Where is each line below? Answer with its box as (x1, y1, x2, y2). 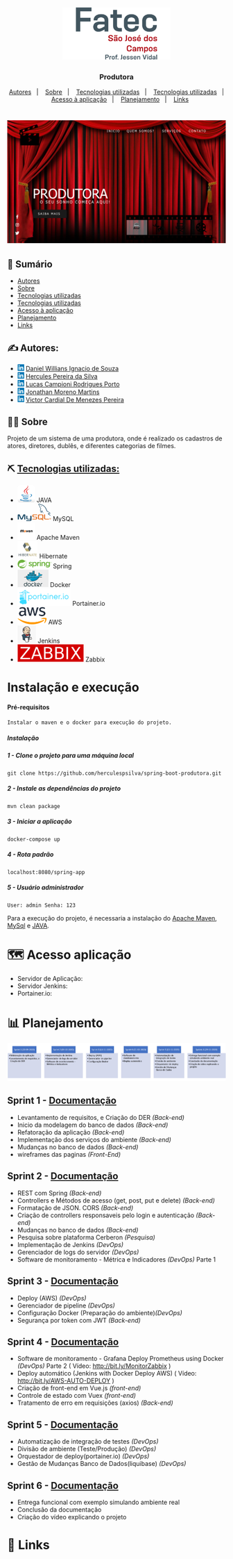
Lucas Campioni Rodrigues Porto (25, 380, 120, 388)
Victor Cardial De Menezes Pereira (25, 396, 125, 404)
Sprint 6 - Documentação (7, 1480, 119, 1492)
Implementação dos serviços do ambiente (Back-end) (17, 1135, 172, 1144)
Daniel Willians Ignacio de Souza (25, 365, 119, 373)
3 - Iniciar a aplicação (7, 817, 72, 826)
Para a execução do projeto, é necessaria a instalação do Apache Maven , (7, 914, 217, 922)
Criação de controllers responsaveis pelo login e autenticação (17, 1211, 195, 1219)
